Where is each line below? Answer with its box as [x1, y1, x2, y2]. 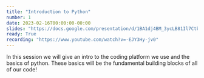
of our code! [6, 66, 38, 73]
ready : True [6, 31, 36, 37]
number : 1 [6, 14, 32, 20]
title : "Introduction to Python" [6, 8, 91, 15]
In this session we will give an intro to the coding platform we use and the [6, 53, 190, 60]
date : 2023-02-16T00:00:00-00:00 [6, 20, 91, 26]
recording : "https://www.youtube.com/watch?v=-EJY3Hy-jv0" [6, 37, 159, 43]
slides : [6, 25, 26, 32]
